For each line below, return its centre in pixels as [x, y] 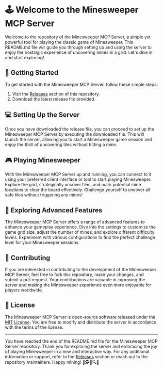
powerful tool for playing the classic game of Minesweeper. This [69, 42]
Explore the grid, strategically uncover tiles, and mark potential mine [73, 185]
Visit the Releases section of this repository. [56, 94]
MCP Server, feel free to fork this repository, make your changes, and [74, 274]
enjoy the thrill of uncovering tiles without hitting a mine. [61, 145]
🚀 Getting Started [32, 73]
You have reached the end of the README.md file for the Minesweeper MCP [81, 341]
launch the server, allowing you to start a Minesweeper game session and [79, 139]
